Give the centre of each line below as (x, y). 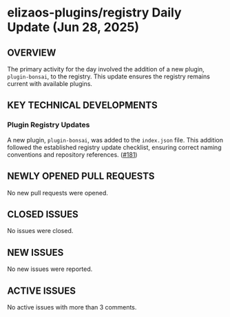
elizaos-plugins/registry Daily (94, 13)
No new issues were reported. (50, 269)
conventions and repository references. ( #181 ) (72, 154)
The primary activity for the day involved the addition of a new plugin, (106, 69)
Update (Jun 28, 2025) (73, 27)
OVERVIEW (32, 53)
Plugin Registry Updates (49, 125)
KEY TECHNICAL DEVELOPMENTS (82, 106)
